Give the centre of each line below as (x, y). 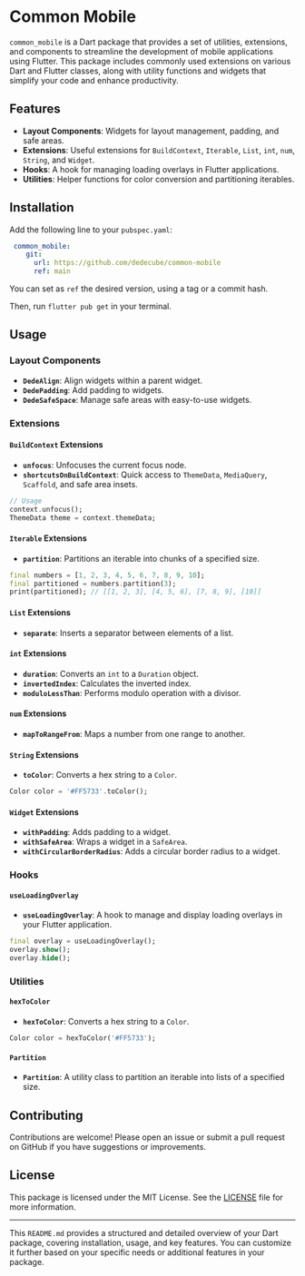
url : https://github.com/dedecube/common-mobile (127, 263)
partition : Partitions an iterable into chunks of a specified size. (141, 558)
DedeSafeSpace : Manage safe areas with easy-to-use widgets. (137, 399)
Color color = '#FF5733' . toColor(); (79, 791)
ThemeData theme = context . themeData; (83, 518)
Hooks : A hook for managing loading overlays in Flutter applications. (151, 169)
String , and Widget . (59, 160)
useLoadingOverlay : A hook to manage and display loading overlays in (152, 915)
